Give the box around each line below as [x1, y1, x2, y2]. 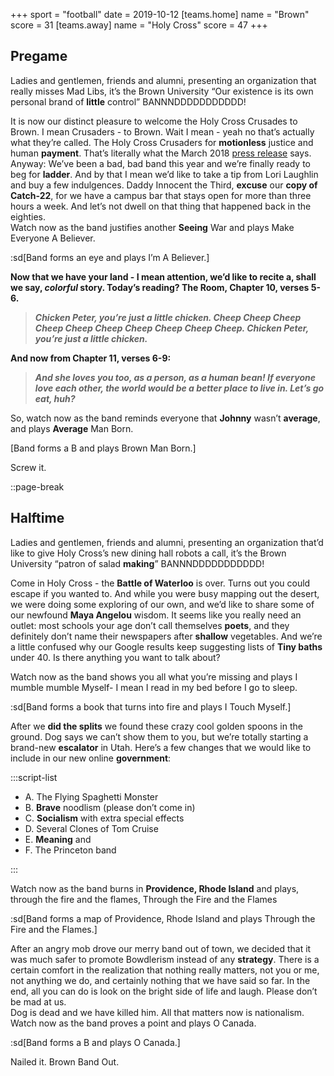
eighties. [10, 210, 46, 223]
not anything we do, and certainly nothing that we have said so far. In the [10, 974, 311, 986]
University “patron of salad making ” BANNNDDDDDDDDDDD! [10, 557, 265, 569]
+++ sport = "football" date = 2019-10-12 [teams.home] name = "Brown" [10, 9, 310, 20]
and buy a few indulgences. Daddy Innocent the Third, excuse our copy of [10, 179, 318, 191]
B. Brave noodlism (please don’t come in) [24, 801, 196, 813]
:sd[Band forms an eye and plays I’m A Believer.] [10, 251, 210, 263]
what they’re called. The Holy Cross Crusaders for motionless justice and [10, 136, 314, 148]
